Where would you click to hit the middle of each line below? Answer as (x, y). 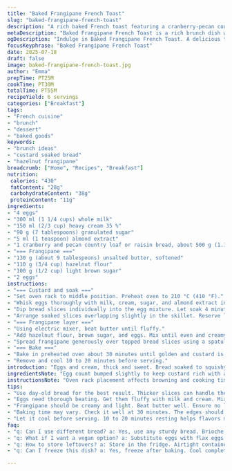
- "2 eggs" (23, 277)
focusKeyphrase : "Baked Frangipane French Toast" (80, 46)
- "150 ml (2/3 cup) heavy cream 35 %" (65, 225)
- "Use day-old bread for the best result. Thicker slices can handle (111, 393)
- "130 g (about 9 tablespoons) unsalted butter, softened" (96, 258)
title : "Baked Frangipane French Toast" (66, 13)
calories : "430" (33, 181)
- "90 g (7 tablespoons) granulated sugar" (71, 232)
